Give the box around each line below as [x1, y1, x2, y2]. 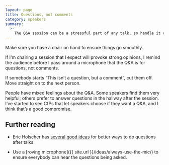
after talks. [12, 139, 35, 145]
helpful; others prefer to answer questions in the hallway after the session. [5, 95, 159, 101]
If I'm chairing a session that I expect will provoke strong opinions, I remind [5, 54, 160, 60]
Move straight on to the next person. [5, 80, 81, 86]
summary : [5, 21, 24, 27]
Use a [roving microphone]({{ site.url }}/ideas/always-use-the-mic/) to [12, 149, 158, 155]
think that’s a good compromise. [5, 106, 72, 112]
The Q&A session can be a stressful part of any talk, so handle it [14, 31, 161, 36]
